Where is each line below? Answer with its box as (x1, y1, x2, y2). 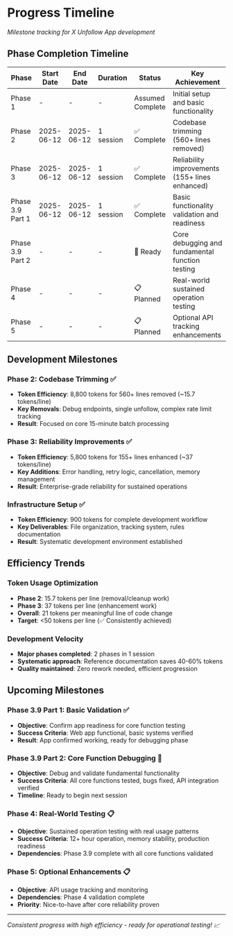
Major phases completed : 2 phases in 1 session (17, 650, 155, 658)
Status (139, 73, 162, 83)
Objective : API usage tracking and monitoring (17, 885, 148, 894)
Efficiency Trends (7, 557, 85, 570)
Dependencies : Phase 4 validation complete (17, 893, 145, 901)
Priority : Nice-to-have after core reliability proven (17, 900, 159, 908)
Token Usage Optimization (7, 578, 98, 588)
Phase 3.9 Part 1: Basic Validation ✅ (7, 706, 130, 715)
